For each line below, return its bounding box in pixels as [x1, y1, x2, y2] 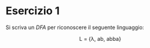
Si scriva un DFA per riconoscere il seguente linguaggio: [5, 24, 145, 31]
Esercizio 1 [5, 4, 60, 18]
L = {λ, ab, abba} [79, 35, 121, 42]
